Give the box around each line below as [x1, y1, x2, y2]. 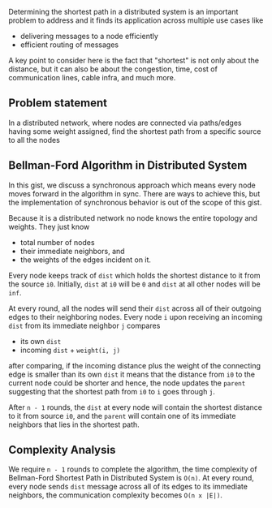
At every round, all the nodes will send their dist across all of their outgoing [8, 304, 261, 313]
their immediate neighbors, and [19, 246, 125, 256]
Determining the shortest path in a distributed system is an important [8, 7, 239, 16]
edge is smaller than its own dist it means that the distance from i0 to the [8, 369, 256, 379]
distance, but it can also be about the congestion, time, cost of [8, 64, 218, 74]
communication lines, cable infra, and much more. [8, 73, 176, 82]
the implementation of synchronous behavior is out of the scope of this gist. [8, 197, 262, 207]
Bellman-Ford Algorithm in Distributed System [8, 158, 248, 173]
